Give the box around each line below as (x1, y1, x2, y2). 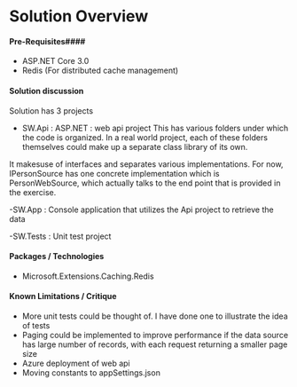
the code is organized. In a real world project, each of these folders (21, 131, 269, 143)
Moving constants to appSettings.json (21, 367, 161, 378)
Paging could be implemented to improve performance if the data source (21, 330, 289, 340)
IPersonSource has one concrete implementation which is (9, 168, 220, 178)
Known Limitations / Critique (9, 291, 117, 302)
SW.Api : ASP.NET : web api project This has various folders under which (21, 122, 289, 133)
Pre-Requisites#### (9, 36, 86, 46)
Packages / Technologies (9, 251, 105, 262)
